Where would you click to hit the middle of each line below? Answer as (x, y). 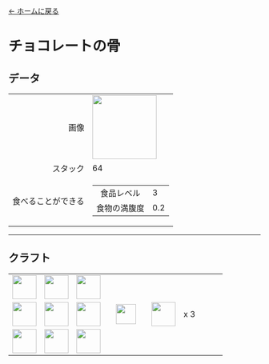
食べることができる (48, 201)
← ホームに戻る (34, 11)
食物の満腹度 (120, 208)
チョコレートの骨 (65, 46)
